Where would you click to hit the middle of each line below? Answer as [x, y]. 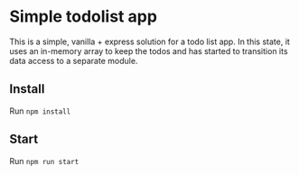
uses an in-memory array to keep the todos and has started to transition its [149, 51]
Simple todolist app [84, 17]
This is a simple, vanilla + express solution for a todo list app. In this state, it [150, 41]
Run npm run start [44, 161]
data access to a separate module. [74, 60]
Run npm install [40, 111]
